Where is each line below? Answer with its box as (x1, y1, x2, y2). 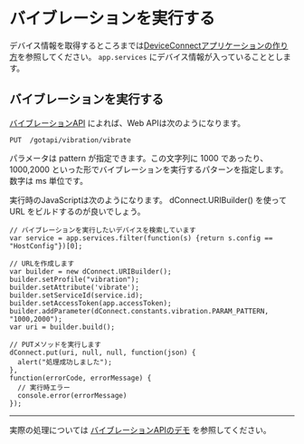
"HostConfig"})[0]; (9, 241, 83, 250)
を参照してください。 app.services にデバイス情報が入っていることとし (17, 51, 283, 62)
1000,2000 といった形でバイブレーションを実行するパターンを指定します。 (9, 164, 289, 175)
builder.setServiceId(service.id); (9, 291, 144, 300)
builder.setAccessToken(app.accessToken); (9, 298, 172, 308)
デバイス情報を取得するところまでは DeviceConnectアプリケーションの (9, 40, 273, 51)
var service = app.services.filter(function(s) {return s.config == (9, 233, 273, 243)
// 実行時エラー (17, 382, 71, 392)
